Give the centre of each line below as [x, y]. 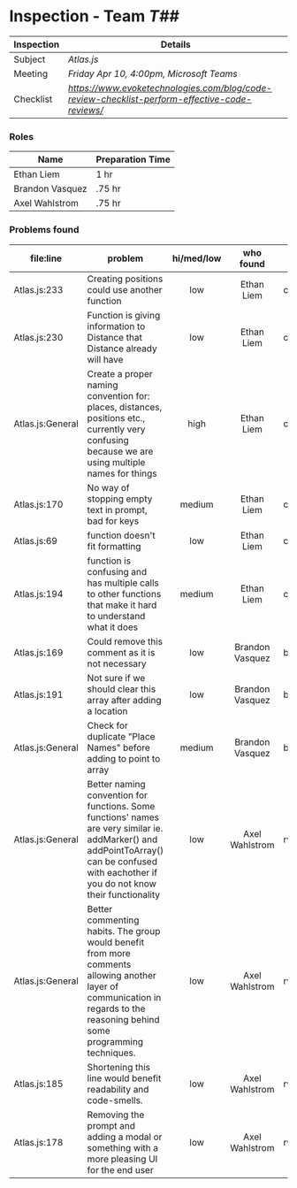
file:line [46, 258]
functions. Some [121, 806]
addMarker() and [122, 839]
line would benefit [124, 1078]
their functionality [124, 894]
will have [105, 359]
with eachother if [122, 872]
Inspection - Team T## [94, 16]
